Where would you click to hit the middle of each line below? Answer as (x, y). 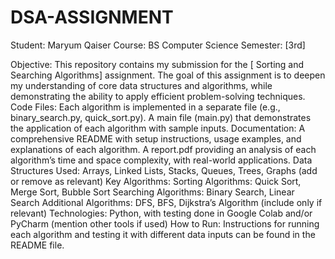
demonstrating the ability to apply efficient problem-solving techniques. (158, 96)
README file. (37, 245)
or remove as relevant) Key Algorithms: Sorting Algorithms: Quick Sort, (156, 181)
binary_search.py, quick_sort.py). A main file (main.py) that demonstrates (161, 117)
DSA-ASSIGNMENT (92, 17)
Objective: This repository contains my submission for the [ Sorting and (157, 64)
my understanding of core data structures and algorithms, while (141, 85)
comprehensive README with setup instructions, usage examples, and (156, 138)
